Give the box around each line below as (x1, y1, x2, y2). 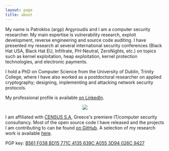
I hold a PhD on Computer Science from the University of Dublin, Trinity (5, 68, 154, 74)
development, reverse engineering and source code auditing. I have (5, 37, 147, 43)
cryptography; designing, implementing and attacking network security (5, 79, 153, 85)
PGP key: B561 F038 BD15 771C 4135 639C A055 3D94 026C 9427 (5, 140, 145, 146)
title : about (5, 12, 33, 17)
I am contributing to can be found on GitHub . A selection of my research (5, 125, 156, 131)
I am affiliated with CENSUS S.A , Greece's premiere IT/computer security (5, 114, 158, 120)
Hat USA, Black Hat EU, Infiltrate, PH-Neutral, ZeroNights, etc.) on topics (5, 48, 156, 54)
